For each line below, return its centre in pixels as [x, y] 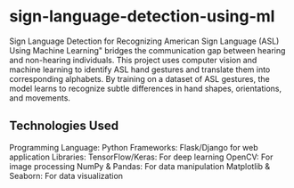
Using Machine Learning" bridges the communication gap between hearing [147, 50]
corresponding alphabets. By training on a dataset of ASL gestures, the [139, 78]
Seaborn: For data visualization [66, 176]
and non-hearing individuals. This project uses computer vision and [133, 60]
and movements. [40, 98]
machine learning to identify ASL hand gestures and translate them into [140, 69]
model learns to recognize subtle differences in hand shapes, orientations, [146, 88]
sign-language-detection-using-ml [142, 16]
